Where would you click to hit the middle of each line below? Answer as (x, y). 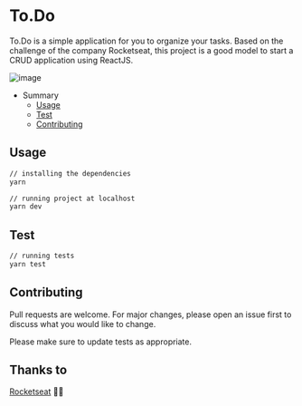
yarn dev (26, 207)
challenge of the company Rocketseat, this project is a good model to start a (151, 50)
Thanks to (38, 370)
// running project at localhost (72, 198)
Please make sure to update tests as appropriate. (101, 342)
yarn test (28, 264)
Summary (40, 95)
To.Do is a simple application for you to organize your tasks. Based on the (146, 41)
